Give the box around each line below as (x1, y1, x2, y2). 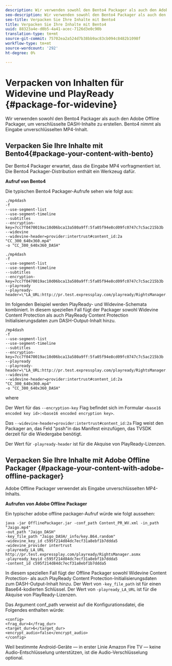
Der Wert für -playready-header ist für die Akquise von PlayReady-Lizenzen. (5, 441, 166, 447)
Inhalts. (5, 491, 21, 497)
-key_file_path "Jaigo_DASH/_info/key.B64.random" (5, 534, 116, 539)
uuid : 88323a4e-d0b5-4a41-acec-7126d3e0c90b (5, 27, 102, 32)
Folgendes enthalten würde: (5, 607, 64, 613)
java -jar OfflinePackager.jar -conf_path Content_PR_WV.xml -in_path (5, 521, 159, 526)
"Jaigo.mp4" (5, 525, 31, 530)
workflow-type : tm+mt (5, 41, 52, 46)
